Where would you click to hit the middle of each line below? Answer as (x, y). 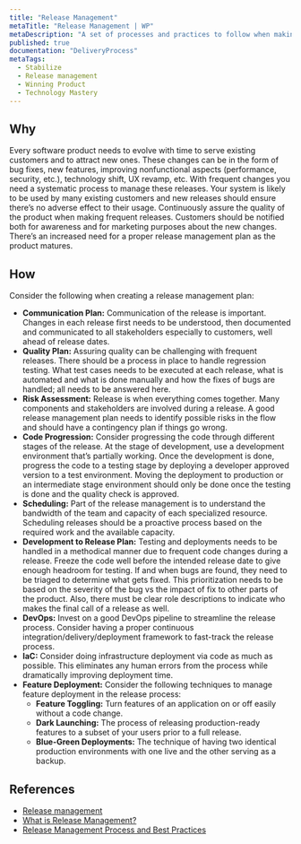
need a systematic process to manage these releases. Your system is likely (148, 188)
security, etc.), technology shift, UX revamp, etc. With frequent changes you (150, 179)
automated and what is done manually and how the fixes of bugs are (149, 380)
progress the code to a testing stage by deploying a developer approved (155, 466)
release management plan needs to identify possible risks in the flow (149, 418)
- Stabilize (40, 68)
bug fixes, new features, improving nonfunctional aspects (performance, (143, 170)
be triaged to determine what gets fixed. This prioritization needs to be (153, 580)
